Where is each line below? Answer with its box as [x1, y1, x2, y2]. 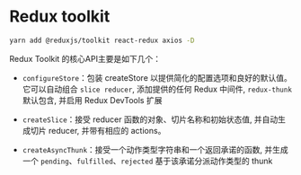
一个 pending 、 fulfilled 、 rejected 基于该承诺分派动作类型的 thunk [22, 155, 273, 166]
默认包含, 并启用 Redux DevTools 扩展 [22, 94, 163, 105]
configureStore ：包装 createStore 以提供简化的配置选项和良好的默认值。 [22, 72, 292, 83]
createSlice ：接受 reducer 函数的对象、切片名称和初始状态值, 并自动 [22, 114, 279, 125]
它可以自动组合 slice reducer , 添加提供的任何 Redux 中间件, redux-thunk [22, 83, 292, 94]
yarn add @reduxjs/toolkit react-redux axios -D [9, 36, 195, 45]
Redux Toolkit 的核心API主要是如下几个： [9, 53, 162, 64]
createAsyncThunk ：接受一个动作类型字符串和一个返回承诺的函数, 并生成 [22, 144, 289, 154]
